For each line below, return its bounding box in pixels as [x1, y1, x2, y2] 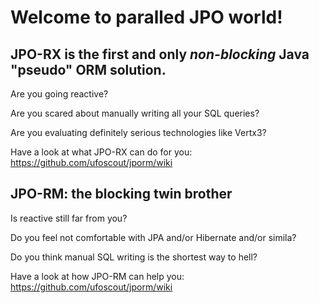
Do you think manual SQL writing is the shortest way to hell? [10, 251, 258, 263]
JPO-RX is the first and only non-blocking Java [10, 46, 310, 63]
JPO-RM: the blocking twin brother [10, 186, 233, 203]
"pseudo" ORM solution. [10, 61, 167, 78]
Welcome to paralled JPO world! [10, 6, 283, 29]
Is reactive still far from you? [10, 212, 128, 224]
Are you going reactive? [10, 88, 109, 100]
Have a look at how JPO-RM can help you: [10, 270, 185, 282]
